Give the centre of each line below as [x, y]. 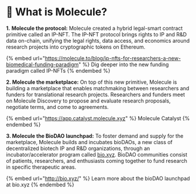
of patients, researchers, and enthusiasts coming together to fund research [97, 161]
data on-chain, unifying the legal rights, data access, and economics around [98, 40]
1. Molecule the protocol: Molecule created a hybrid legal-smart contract [94, 28]
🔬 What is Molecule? [56, 12]
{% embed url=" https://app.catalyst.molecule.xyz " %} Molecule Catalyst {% [98, 118]
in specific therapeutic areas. [41, 167]
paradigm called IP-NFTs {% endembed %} [58, 70]
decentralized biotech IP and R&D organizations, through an [78, 148]
